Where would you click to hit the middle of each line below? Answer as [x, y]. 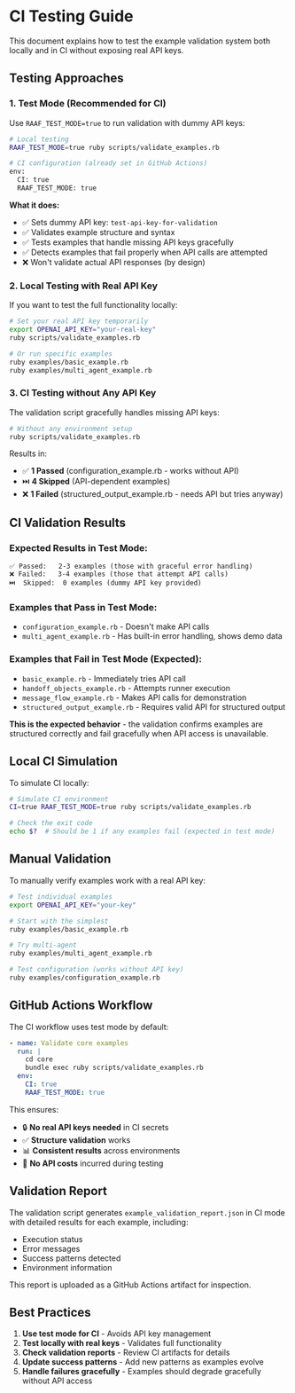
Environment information [67, 1267]
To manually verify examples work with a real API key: [108, 880]
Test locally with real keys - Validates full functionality [122, 1343]
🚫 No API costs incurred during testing [93, 1163]
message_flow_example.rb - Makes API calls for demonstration [134, 697]
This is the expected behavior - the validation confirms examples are [136, 724]
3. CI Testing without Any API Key [83, 393]
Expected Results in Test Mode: [78, 547]
